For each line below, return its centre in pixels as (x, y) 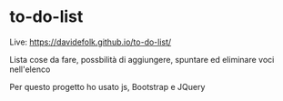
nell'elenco (30, 69)
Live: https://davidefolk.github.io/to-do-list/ (91, 42)
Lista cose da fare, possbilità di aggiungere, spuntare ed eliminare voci (142, 59)
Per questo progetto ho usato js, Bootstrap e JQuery (107, 86)
